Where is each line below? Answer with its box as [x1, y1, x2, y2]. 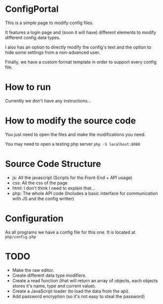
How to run [5, 81, 51, 93]
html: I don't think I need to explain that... [12, 185, 95, 191]
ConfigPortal [5, 3, 59, 15]
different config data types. [5, 35, 61, 40]
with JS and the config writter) [12, 195, 74, 201]
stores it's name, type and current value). [12, 283, 96, 289]
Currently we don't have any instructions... [5, 98, 92, 104]
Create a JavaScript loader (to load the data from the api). [12, 288, 130, 294]
